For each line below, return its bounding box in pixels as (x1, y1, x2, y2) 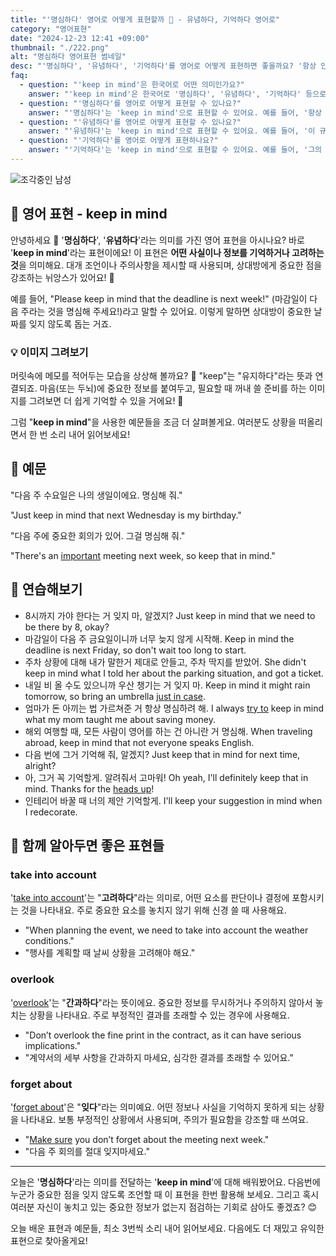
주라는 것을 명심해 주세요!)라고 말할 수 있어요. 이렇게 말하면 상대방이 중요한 (20, 305, 312, 317)
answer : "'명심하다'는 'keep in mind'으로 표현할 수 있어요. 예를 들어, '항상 (28, 107, 323, 118)
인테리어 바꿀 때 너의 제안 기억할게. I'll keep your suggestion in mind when (24, 794, 323, 806)
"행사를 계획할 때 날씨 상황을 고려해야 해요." (24, 947, 196, 959)
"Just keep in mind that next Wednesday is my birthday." (10, 509, 242, 521)
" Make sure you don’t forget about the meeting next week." (24, 1133, 270, 1145)
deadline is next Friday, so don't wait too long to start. (24, 644, 247, 656)
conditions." (24, 935, 75, 947)
